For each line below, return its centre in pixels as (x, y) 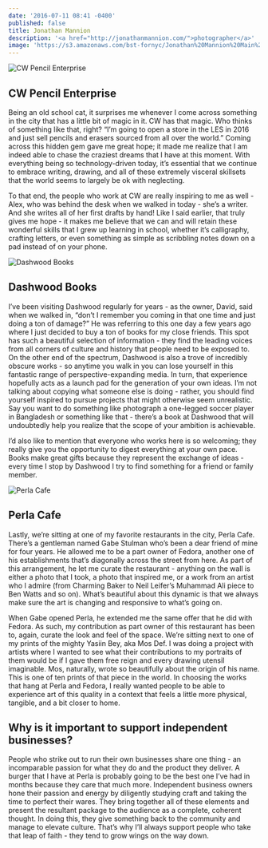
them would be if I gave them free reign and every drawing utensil (116, 660)
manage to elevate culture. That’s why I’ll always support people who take (130, 827)
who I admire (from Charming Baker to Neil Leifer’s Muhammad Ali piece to (131, 585)
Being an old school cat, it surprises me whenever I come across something (133, 112)
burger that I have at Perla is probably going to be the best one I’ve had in (129, 776)
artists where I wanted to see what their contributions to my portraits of (125, 652)
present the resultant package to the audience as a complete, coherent (125, 810)
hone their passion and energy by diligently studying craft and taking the (128, 793)
